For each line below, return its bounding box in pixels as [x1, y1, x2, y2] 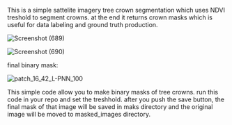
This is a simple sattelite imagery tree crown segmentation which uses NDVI [7, 6, 225, 14]
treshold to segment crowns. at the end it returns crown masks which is [7, 13, 212, 22]
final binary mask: [7, 61, 59, 69]
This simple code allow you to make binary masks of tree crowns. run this [7, 88, 218, 96]
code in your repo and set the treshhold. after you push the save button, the [7, 95, 225, 103]
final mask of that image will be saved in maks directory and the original [7, 103, 213, 110]
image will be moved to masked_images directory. [7, 110, 151, 118]
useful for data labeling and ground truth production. [7, 21, 158, 28]
